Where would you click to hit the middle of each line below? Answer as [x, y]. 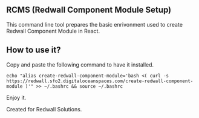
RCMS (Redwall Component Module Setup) [89, 10]
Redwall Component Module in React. [53, 31]
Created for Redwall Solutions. [44, 109]
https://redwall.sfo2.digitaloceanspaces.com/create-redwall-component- [100, 81]
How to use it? [34, 50]
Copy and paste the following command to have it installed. [80, 64]
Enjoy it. [16, 97]
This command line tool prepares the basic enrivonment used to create [95, 24]
